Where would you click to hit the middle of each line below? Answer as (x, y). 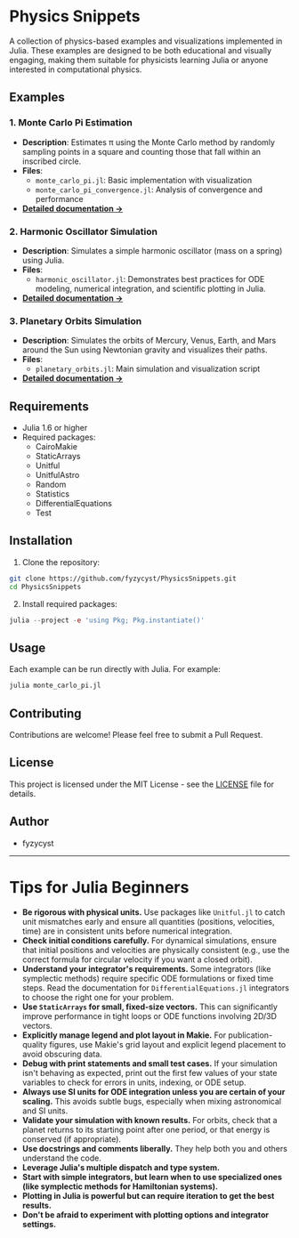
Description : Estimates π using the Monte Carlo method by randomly (149, 142)
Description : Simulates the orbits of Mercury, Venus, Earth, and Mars (149, 341)
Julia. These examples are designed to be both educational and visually (141, 50)
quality (35, 1044)
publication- (251, 1035)
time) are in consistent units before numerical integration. (127, 931)
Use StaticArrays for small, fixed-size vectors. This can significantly (150, 1007)
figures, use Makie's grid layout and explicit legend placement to (167, 1044)
